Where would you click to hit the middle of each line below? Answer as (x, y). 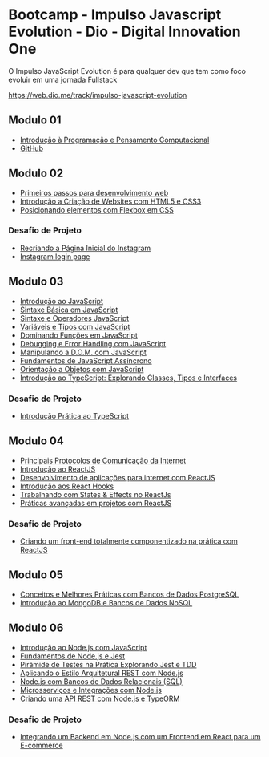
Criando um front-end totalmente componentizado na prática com (129, 541)
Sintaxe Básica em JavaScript (69, 310)
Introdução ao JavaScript (62, 301)
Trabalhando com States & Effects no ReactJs (95, 494)
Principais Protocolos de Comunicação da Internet (103, 460)
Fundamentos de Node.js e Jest (72, 656)
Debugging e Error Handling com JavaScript (93, 343)
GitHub (32, 148)
